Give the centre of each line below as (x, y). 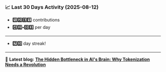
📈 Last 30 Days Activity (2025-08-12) (52, 7)
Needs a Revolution (25, 65)
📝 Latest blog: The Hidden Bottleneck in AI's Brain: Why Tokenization (78, 59)
